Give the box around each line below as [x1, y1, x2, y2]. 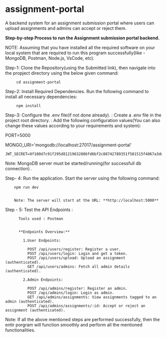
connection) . [5, 165, 32, 171]
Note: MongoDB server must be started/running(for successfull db [5, 160, 142, 166]
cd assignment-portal [16, 80, 61, 85]
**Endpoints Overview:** [18, 229, 70, 234]
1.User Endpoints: [23, 238, 61, 243]
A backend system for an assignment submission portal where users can [5, 20, 155, 26]
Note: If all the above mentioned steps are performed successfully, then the [5, 316, 160, 322]
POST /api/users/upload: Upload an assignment [27, 255, 126, 260]
